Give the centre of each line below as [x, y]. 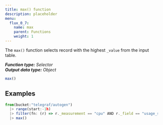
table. [11, 55]
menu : [10, 18]
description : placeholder [31, 14]
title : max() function [28, 9]
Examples [20, 94]
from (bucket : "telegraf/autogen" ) [39, 105]
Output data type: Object [31, 69]
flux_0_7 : [19, 23]
